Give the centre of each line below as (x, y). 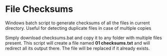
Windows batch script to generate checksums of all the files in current (77, 23)
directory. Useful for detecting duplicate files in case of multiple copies (78, 28)
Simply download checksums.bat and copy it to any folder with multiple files (84, 38)
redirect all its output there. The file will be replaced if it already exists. (77, 48)
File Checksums (39, 9)
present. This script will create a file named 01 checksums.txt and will (77, 43)
